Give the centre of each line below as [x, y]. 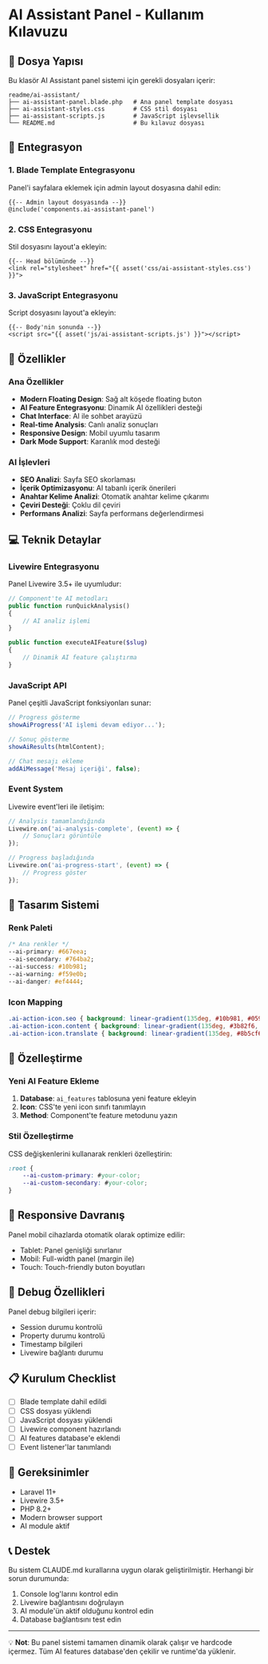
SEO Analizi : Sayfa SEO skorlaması [77, 480]
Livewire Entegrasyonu [54, 567]
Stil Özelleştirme [41, 1137]
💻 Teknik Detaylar [55, 540]
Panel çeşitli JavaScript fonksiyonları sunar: [80, 703]
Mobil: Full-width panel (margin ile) [77, 1258]
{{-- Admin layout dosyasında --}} [67, 202]
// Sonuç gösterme [39, 739]
